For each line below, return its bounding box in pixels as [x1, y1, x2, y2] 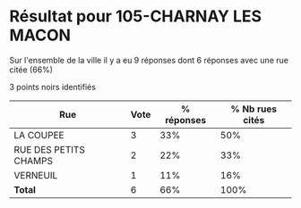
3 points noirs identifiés [9, 81, 97, 92]
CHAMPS [13, 154, 54, 167]
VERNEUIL [13, 169, 58, 181]
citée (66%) [9, 64, 54, 75]
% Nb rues [230, 103, 278, 115]
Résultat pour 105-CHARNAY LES [9, 6, 262, 27]
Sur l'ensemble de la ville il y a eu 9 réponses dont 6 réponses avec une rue [9, 54, 289, 65]
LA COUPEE [13, 129, 64, 141]
